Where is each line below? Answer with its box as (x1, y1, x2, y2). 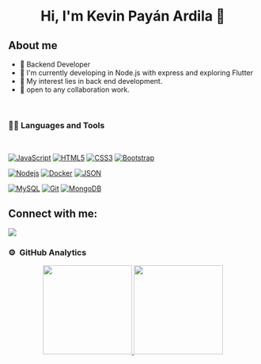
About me (8, 39, 58, 52)
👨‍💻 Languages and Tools (8, 119, 105, 131)
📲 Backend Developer (19, 59, 91, 69)
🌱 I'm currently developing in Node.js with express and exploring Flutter (19, 68, 254, 78)
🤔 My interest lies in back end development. (19, 77, 163, 85)
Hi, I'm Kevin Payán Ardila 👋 (40, 7, 225, 25)
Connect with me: (8, 207, 98, 220)
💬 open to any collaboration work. (19, 85, 130, 94)
